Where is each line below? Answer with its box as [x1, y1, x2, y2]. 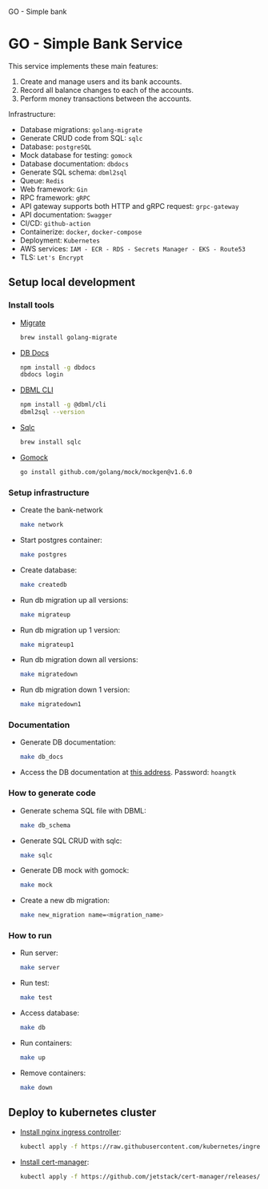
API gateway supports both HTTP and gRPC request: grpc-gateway [19, 201, 239, 211]
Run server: [19, 948, 58, 958]
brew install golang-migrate [19, 333, 118, 341]
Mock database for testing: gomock [19, 150, 133, 159]
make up [19, 1054, 46, 1062]
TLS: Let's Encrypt [19, 252, 84, 262]
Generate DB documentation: [19, 737, 116, 747]
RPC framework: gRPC [19, 192, 90, 203]
